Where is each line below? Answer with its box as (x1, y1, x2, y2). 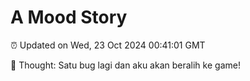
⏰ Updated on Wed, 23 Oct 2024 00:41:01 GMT (10, 39, 206, 51)
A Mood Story (10, 6, 128, 29)
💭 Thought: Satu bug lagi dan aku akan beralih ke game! (10, 59, 241, 71)
